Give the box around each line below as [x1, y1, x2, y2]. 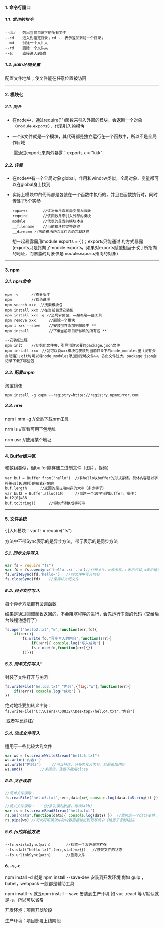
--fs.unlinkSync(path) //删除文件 [5, 852, 85, 857]
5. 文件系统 [5, 516, 27, 522]
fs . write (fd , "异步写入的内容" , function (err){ [22, 636, 112, 641]
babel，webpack [5, 881, 39, 886]
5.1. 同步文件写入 [5, 550, 39, 556]
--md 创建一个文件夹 [5, 41, 48, 45]
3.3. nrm [5, 403, 23, 409]
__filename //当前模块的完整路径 [12, 224, 81, 229]
